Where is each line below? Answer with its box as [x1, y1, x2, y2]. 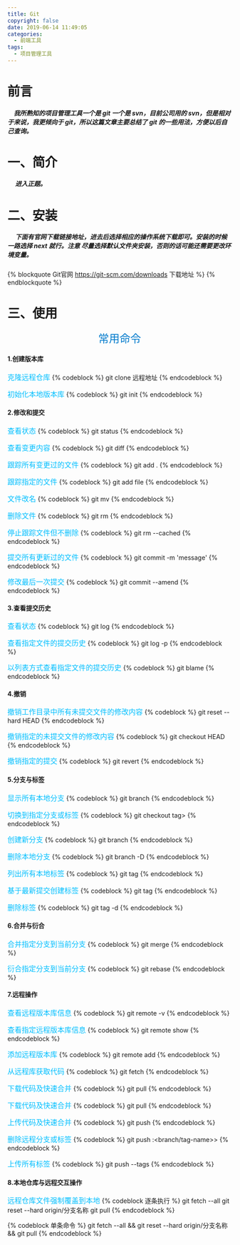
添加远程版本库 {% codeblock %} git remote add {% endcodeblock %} [7, 1049, 221, 1059]
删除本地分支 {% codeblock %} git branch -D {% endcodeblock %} [7, 851, 210, 861]
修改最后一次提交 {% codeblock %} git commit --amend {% [7, 577, 189, 587]
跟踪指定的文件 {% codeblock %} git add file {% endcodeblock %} [7, 477, 209, 487]
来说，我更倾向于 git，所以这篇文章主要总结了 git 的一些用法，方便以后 [13, 117, 221, 126]
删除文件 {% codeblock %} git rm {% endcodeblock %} [7, 510, 174, 520]
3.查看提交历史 [7, 603, 51, 612]
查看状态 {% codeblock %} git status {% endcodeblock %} [7, 426, 184, 436]
